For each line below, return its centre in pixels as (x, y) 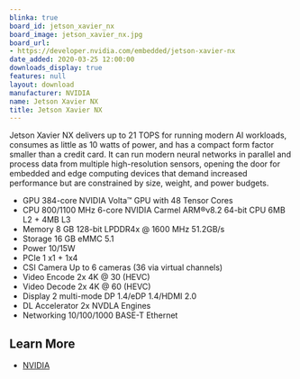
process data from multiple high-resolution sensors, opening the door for (145, 164)
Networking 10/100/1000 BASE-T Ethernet (100, 315)
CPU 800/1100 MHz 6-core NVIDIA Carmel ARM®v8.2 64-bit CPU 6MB (154, 210)
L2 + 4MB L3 (46, 220)
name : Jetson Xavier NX (54, 101)
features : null (38, 77)
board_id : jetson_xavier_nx (62, 26)
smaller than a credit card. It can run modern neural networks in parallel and (150, 155)
